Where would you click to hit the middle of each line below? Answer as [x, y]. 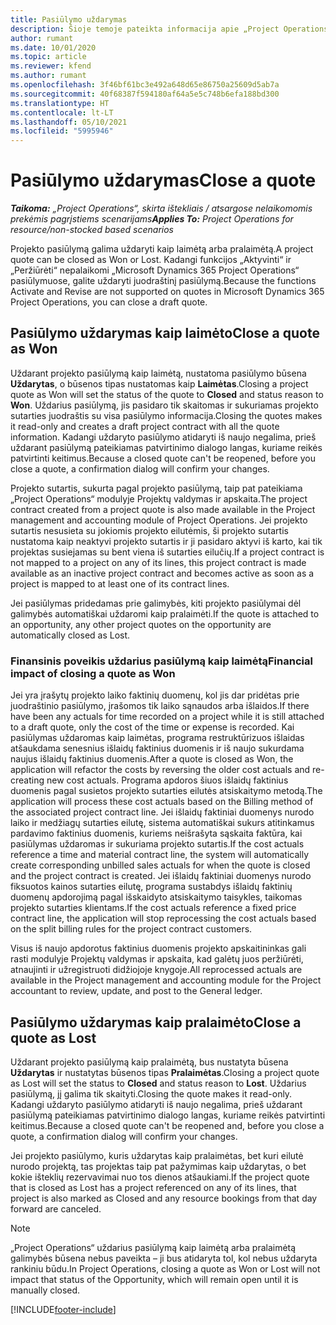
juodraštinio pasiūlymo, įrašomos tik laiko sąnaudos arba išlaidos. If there [160, 706]
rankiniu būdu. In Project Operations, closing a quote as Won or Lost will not [165, 1268]
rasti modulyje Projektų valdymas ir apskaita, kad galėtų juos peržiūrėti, [157, 959]
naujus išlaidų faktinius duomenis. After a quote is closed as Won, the [152, 759]
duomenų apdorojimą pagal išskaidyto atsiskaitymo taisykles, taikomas [156, 897]
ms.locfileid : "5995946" [62, 131]
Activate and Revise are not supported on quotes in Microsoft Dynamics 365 [167, 292]
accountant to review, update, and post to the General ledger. [136, 991]
